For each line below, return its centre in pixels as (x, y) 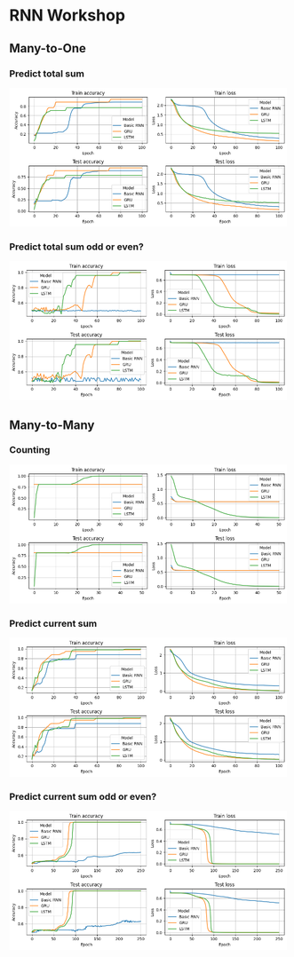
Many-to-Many (52, 425)
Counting (30, 450)
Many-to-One (48, 48)
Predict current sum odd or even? (83, 797)
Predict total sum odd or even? (76, 247)
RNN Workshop (68, 16)
